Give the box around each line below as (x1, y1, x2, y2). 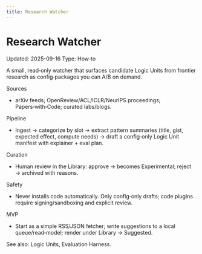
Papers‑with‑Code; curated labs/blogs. (15, 103, 112, 110)
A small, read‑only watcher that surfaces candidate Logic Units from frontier (6, 67, 197, 74)
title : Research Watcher (6, 8, 69, 15)
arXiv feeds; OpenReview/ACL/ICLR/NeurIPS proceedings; (15, 96, 161, 103)
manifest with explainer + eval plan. (15, 139, 104, 146)
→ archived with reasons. (15, 169, 79, 176)
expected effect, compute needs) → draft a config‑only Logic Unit (15, 132, 180, 140)
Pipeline (6, 114, 27, 122)
